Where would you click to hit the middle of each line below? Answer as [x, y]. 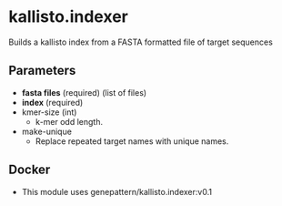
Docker [30, 170]
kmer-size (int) [49, 112]
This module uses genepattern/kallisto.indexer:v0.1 [117, 191]
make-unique [46, 131]
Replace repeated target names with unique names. [132, 141]
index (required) [52, 102]
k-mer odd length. [69, 121]
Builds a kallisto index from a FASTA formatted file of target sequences [141, 42]
